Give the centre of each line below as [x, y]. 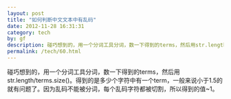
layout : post [26, 13]
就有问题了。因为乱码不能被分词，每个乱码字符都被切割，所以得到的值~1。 [113, 89]
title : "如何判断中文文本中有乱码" [52, 20]
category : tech [29, 32]
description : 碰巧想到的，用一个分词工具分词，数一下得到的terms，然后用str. [108, 45]
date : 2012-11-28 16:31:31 [46, 26]
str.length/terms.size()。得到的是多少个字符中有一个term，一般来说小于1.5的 [115, 80]
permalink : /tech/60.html [44, 52]
